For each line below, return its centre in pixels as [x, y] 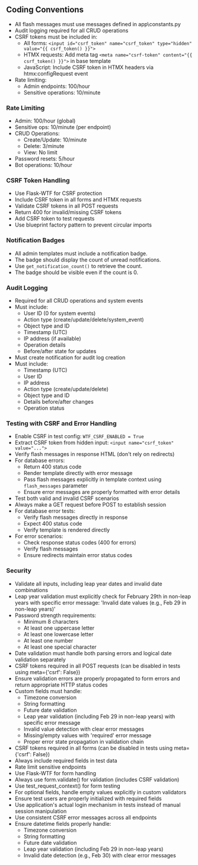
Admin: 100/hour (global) [45, 121]
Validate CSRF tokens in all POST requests [66, 206]
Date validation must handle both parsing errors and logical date [93, 653]
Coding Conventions [45, 10]
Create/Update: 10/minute [55, 140]
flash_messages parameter [55, 486]
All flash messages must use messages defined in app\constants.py [98, 24]
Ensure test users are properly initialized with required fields [88, 798]
